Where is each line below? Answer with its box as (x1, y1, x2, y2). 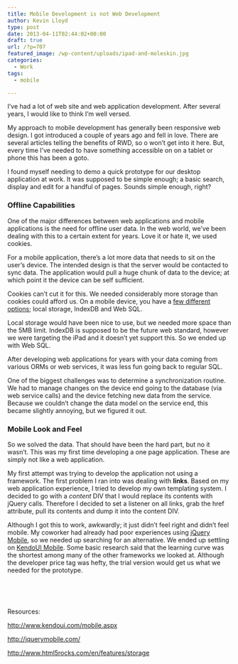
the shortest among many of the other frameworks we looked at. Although (7, 550, 225, 559)
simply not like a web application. (7, 455, 105, 464)
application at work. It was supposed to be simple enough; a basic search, (7, 175, 225, 183)
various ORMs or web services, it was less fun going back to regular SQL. (7, 362, 223, 370)
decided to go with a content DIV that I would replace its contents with (7, 491, 213, 500)
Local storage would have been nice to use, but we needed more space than (7, 318, 232, 327)
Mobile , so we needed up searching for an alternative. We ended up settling (7, 535, 229, 544)
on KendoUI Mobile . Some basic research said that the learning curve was (7, 543, 225, 552)
